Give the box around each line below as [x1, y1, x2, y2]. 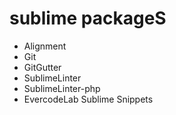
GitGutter [23, 61, 62, 73]
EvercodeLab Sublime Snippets [23, 93, 154, 105]
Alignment [23, 40, 67, 52]
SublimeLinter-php [23, 82, 101, 94]
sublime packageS [9, 7, 167, 30]
